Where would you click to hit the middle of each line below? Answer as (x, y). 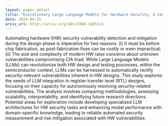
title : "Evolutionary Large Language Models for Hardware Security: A (80, 15)
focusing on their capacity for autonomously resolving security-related (78, 86)
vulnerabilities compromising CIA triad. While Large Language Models (77, 59)
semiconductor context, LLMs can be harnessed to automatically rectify (79, 70)
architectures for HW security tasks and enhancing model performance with (83, 107)
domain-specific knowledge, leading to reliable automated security (74, 113)
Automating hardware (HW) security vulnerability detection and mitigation (81, 38)
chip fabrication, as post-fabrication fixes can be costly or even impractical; (83, 49)
